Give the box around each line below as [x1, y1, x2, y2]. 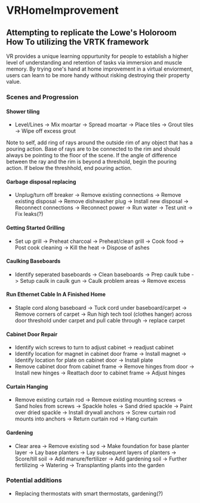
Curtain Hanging [6, 383, 48, 390]
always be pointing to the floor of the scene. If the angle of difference [6, 152, 177, 159]
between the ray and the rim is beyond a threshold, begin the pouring [6, 158, 177, 165]
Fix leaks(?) [14, 211, 44, 218]
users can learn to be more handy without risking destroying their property [6, 72, 190, 78]
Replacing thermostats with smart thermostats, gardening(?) [14, 490, 163, 497]
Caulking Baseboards [6, 258, 61, 265]
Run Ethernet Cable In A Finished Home [6, 291, 106, 298]
